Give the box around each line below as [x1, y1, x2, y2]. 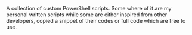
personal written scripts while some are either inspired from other [6, 11, 168, 18]
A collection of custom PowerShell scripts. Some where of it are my [6, 5, 172, 12]
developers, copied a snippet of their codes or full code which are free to [6, 17, 186, 24]
